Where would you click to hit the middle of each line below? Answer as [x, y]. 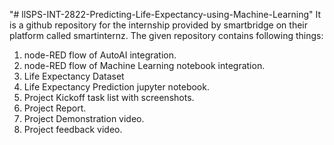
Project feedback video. [73, 129]
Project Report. [55, 108]
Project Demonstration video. [84, 118]
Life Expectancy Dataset [74, 76]
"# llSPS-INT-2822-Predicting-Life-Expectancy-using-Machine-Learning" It [165, 14]
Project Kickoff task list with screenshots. [109, 97]
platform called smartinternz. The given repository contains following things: [166, 35]
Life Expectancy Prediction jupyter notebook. [116, 87]
